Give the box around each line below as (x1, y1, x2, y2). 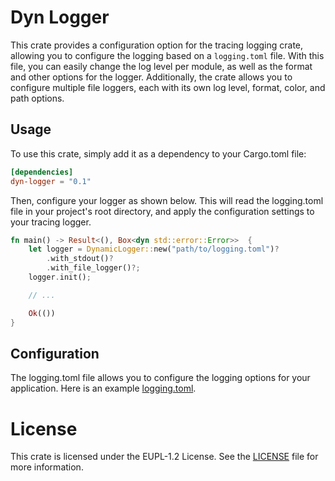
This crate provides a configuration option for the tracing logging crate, (10, 39, 304, 51)
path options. (10, 92, 65, 104)
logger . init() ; (28, 272, 92, 282)
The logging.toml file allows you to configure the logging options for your (10, 372, 311, 384)
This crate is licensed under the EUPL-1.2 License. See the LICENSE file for (10, 451, 319, 463)
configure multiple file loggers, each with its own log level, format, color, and (10, 81, 326, 93)
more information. (10, 461, 84, 473)
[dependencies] (10, 167, 74, 177)
